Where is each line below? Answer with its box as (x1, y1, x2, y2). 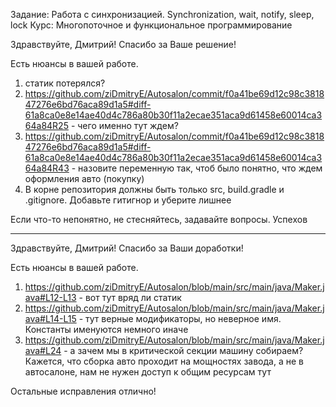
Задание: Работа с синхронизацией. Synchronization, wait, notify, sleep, (10, 9, 315, 20)
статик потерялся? (24, 77, 106, 89)
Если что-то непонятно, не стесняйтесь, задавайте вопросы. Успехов (10, 214, 308, 225)
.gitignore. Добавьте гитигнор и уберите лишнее (24, 194, 232, 206)
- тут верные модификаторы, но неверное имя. (78, 313, 282, 324)
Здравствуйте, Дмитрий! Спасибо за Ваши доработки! (10, 242, 244, 254)
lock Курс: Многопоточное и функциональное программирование (10, 19, 293, 31)
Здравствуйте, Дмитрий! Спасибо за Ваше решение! (10, 39, 237, 50)
